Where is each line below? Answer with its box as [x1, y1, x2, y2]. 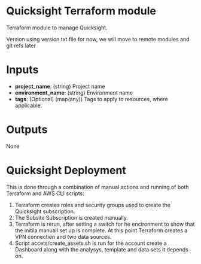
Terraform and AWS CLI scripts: [6, 190, 85, 197]
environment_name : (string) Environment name [14, 89, 133, 96]
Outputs [6, 123, 48, 136]
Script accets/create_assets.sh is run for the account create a [14, 239, 167, 247]
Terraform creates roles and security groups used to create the [14, 201, 170, 208]
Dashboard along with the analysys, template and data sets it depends [14, 245, 188, 253]
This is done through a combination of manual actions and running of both [6, 183, 190, 190]
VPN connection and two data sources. [14, 233, 112, 240]
